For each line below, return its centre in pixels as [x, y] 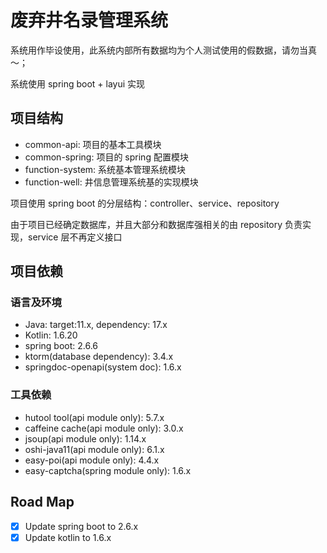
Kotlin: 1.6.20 [51, 335]
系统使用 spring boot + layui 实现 [78, 83]
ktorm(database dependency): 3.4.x [99, 357]
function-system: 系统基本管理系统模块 [105, 169]
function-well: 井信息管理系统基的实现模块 [111, 182]
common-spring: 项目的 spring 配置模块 [106, 157]
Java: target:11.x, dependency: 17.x [96, 325]
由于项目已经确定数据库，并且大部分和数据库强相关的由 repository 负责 [156, 224]
